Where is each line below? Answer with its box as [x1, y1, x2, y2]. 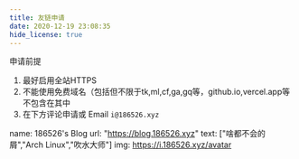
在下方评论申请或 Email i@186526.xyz [22, 109, 160, 120]
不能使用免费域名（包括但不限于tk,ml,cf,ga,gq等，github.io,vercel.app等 [22, 87, 291, 98]
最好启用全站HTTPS [22, 75, 98, 86]
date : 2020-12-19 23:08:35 [9, 22, 111, 31]
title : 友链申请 [9, 13, 65, 23]
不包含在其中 [22, 98, 70, 108]
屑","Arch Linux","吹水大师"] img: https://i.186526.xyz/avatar [9, 139, 232, 150]
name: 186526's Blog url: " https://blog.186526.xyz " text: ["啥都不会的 [9, 128, 266, 139]
